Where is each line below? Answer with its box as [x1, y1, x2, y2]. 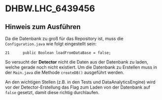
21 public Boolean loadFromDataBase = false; [5, 50, 111, 55]
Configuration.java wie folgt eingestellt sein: [5, 41, 97, 47]
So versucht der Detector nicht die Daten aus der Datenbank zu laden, [5, 59, 149, 65]
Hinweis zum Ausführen [5, 23, 81, 31]
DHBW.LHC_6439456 [5, 3, 95, 14]
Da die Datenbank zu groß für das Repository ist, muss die [5, 35, 124, 41]
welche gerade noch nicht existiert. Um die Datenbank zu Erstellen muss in [5, 65, 158, 70]
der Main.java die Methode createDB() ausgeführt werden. [5, 69, 125, 75]
